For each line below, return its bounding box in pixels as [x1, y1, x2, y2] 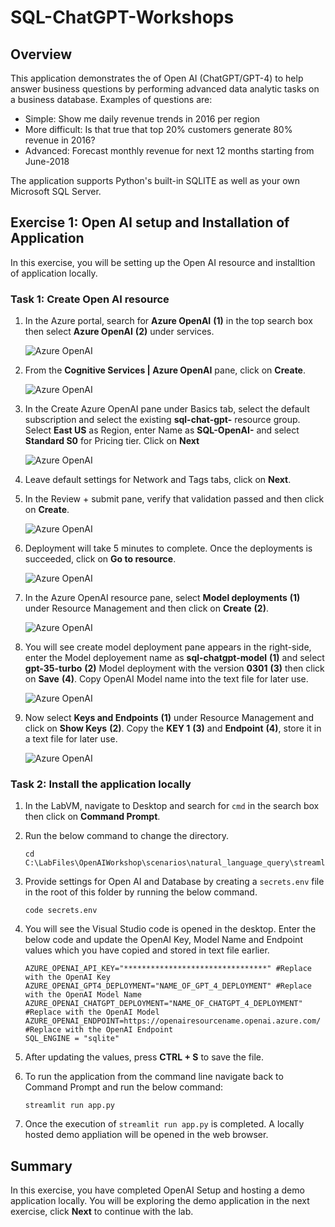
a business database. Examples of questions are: [10, 94, 213, 105]
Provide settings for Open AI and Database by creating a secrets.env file [24, 876, 325, 888]
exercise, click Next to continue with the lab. [10, 1206, 194, 1218]
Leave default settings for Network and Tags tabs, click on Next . [24, 474, 292, 486]
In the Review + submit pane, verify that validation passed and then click [24, 493, 325, 505]
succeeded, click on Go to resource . [24, 553, 177, 565]
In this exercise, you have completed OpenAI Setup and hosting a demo [10, 1184, 305, 1196]
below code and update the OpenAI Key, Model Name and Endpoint [24, 934, 303, 946]
